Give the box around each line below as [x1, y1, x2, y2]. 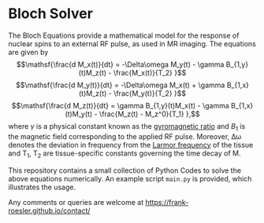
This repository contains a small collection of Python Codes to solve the [8, 166, 242, 175]
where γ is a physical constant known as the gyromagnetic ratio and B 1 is [8, 121, 246, 133]
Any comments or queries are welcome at [8, 197, 144, 207]
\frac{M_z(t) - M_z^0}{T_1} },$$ [99, 109, 200, 119]
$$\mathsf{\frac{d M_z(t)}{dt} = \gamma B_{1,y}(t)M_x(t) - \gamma [11, 101, 230, 110]
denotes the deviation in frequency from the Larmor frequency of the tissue [8, 140, 254, 149]
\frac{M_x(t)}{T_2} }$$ [113, 68, 187, 77]
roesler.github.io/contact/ [8, 206, 91, 215]
